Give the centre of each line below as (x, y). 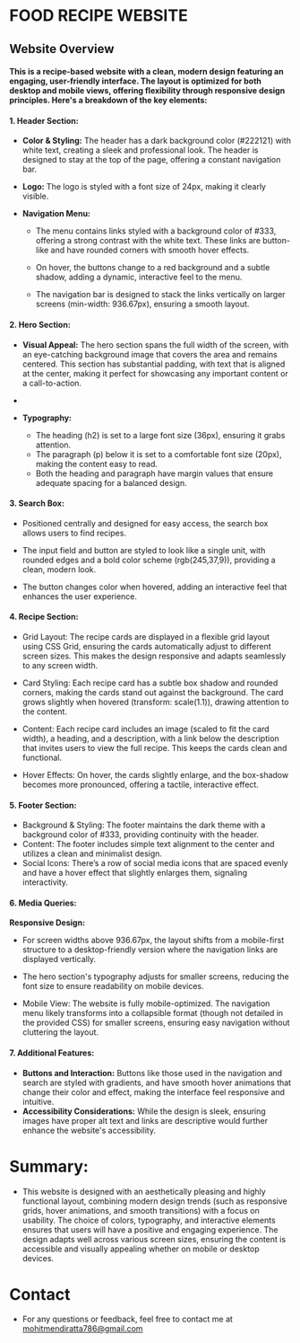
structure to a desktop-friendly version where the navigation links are (150, 950)
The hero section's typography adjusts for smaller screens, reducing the (155, 976)
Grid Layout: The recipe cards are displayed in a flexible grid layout (146, 636)
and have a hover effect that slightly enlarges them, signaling (135, 873)
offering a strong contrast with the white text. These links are (148, 241)
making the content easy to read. (97, 464)
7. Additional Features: (52, 1053)
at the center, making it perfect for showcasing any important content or (155, 373)
